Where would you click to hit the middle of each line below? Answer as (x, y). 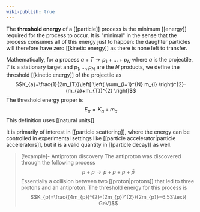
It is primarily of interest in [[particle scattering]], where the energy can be (98, 132)
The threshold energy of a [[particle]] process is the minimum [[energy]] (97, 29)
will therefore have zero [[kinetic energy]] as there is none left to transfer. (97, 48)
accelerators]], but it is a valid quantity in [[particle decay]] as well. (89, 145)
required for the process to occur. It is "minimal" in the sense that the (92, 35)
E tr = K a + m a (101, 110)
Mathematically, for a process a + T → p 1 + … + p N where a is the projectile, (100, 60)
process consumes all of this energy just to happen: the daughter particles (98, 41)
